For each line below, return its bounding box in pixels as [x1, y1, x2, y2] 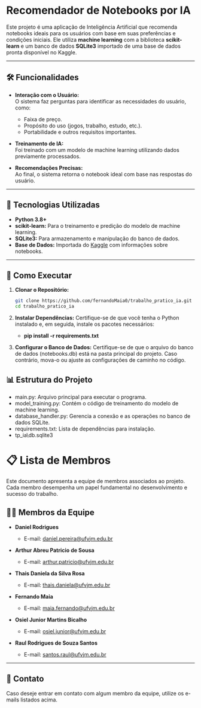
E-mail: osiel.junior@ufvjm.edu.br [23, 627, 106, 634]
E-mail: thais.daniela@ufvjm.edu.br [23, 581, 111, 588]
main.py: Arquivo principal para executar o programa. [14, 393, 147, 401]
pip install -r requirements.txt [23, 332, 99, 340]
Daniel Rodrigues [14, 523, 59, 530]
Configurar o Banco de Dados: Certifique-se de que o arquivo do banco [14, 344, 194, 351]
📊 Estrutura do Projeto [6, 374, 93, 384]
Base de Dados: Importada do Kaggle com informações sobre [14, 241, 168, 248]
